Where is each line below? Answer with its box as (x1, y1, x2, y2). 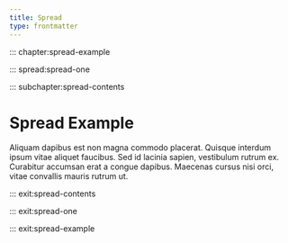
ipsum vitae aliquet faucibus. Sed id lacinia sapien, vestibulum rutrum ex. (9, 152, 280, 163)
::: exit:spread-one (9, 206, 78, 217)
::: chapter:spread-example (9, 46, 111, 57)
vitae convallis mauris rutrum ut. (9, 171, 129, 182)
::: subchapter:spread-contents (9, 81, 125, 92)
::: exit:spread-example (9, 223, 95, 234)
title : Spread (9, 13, 63, 22)
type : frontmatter (9, 22, 78, 31)
